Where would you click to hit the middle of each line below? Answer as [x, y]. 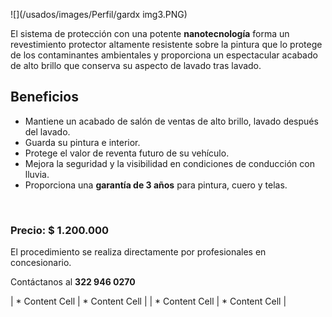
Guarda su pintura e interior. [82, 142]
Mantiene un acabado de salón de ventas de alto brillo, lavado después [171, 121]
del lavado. [47, 131]
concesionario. [41, 263]
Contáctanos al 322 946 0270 [73, 282]
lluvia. [37, 174]
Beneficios [44, 97]
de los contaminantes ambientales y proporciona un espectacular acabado [164, 55]
